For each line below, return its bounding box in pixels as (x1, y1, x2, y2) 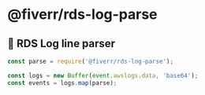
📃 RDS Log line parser (7, 37, 116, 50)
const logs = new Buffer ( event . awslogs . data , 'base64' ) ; (7, 71, 199, 79)
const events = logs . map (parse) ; (7, 79, 117, 87)
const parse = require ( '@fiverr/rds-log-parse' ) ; (7, 57, 174, 65)
